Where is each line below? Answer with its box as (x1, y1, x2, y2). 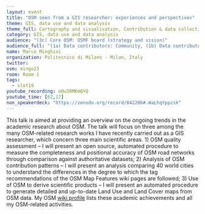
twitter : (6, 60, 29, 66)
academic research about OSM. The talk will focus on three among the (6, 123, 184, 130)
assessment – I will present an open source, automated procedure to (6, 142, 179, 149)
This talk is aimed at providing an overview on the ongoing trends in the (6, 116, 186, 124)
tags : (6, 77, 20, 83)
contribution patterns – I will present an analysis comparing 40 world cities (6, 162, 194, 169)
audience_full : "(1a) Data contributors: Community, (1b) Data (6, 43, 171, 49)
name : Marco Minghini (6, 49, 62, 55)
